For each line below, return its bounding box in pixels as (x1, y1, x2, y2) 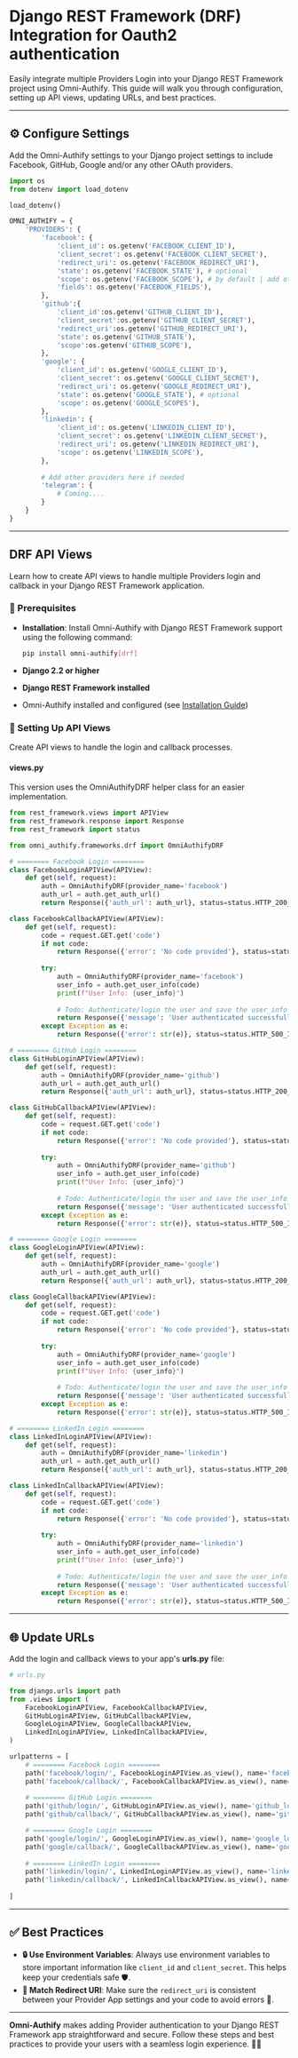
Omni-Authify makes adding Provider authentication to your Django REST (9, 2019, 279, 2030)
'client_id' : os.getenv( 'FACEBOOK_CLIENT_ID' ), (56, 242, 237, 250)
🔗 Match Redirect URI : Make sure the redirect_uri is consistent (21, 1984, 257, 1995)
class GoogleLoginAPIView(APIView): (9, 1244, 145, 1252)
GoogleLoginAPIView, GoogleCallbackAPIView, (25, 1720, 192, 1728)
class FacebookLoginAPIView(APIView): (9, 865, 153, 874)
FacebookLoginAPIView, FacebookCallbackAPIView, (25, 1703, 208, 1712)
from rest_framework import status (9, 824, 141, 834)
